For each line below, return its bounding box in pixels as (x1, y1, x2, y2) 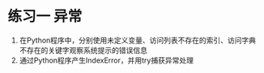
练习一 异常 (7, 7, 83, 26)
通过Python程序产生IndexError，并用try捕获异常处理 (19, 55, 194, 65)
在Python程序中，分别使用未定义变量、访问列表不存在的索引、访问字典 (19, 35, 257, 45)
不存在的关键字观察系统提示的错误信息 (19, 45, 147, 55)
